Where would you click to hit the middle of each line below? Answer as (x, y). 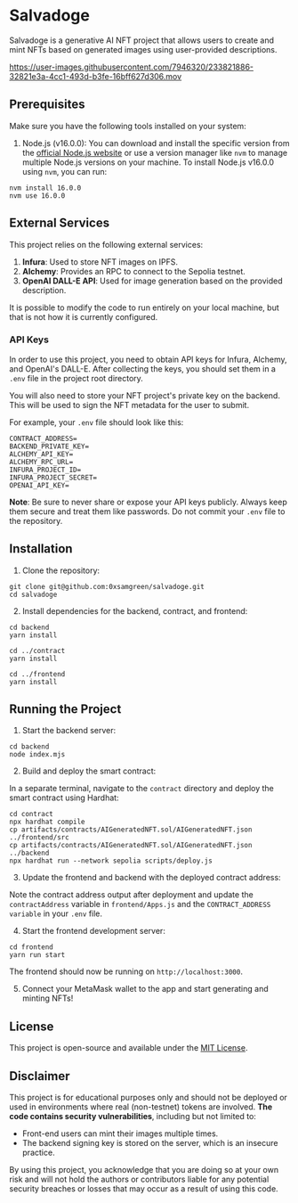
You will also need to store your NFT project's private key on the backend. (145, 395)
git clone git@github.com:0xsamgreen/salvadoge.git (107, 586)
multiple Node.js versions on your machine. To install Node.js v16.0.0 (148, 162)
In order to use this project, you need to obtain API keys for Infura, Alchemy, (148, 359)
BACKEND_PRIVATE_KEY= (49, 446)
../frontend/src (39, 838)
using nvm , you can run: (64, 171)
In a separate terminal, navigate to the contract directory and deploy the (141, 789)
